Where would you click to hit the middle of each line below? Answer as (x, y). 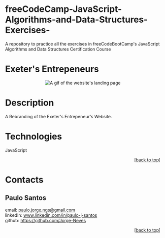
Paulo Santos (26, 198)
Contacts (24, 180)
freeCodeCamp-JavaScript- (64, 9)
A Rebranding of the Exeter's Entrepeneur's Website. (59, 116)
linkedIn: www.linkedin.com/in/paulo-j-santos (51, 215)
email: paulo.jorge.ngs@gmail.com (40, 210)
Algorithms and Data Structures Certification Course (58, 49)
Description (30, 103)
